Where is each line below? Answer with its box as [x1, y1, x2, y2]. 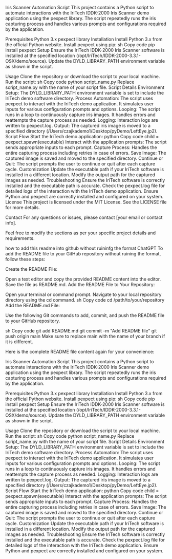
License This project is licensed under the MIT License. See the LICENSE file [5, 199, 167, 205]
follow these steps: [5, 256, 45, 262]
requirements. [5, 235, 35, 241]
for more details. [5, 204, 40, 210]
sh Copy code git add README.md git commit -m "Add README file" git [5, 328, 157, 333]
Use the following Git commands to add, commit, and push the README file [5, 312, 165, 318]
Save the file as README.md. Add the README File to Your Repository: [5, 282, 155, 287]
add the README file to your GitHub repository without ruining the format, [5, 251, 161, 256]
